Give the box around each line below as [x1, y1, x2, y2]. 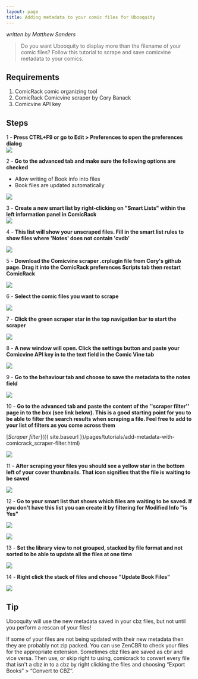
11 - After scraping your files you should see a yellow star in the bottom [6, 463, 185, 470]
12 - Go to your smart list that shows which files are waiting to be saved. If [6, 498, 192, 505]
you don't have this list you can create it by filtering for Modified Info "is [6, 504, 188, 511]
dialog [6, 140, 22, 147]
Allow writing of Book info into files [14, 175, 100, 182]
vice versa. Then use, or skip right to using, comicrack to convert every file [6, 654, 190, 662]
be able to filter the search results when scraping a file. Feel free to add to [6, 416, 192, 423]
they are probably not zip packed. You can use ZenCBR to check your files [6, 641, 188, 649]
